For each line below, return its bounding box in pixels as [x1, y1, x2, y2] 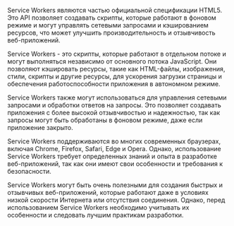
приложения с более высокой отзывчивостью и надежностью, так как [7, 109, 221, 117]
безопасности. [7, 167, 51, 175]
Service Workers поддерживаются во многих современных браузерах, [7, 137, 221, 145]
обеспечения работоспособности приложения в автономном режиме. [7, 80, 221, 88]
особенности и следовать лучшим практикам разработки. [7, 211, 184, 219]
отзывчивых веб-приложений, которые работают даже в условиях [7, 189, 209, 196]
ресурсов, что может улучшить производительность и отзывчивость [7, 28, 216, 37]
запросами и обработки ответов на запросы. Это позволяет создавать [7, 101, 221, 109]
